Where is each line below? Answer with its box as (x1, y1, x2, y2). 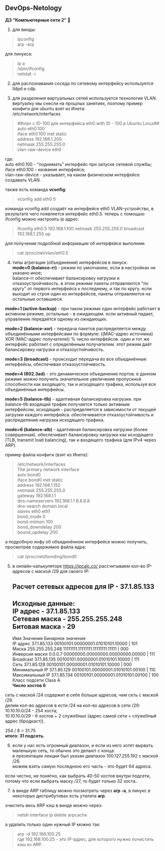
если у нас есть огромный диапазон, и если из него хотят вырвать (12, 743, 154, 749)
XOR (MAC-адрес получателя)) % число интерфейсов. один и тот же (5, 336, 150, 342)
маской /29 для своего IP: (35, 568, 90, 574)
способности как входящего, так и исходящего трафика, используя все (5, 381, 156, 387)
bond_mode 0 (17, 513, 46, 519)
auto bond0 (17, 472, 41, 477)
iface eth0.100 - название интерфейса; (5, 166, 85, 172)
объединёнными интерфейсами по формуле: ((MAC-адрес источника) (5, 331, 154, 337)
